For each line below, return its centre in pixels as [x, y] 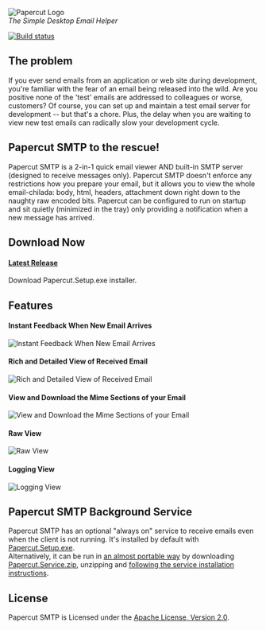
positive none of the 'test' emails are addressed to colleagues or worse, [125, 97]
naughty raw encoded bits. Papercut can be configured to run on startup [127, 200]
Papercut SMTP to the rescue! [84, 148]
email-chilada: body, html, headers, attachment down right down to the [124, 192]
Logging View [32, 469]
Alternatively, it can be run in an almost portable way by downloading [121, 556]
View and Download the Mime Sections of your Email [97, 397]
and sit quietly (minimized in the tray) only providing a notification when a [128, 209]
